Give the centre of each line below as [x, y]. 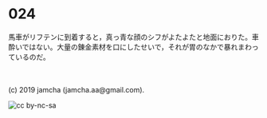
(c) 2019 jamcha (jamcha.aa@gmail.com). [77, 89]
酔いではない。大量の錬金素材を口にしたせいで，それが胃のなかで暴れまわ [130, 47]
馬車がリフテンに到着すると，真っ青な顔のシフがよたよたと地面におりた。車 [133, 37]
